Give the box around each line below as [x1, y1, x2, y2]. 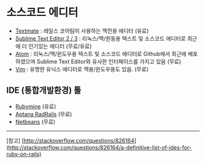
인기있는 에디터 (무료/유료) [28, 42, 92, 50]
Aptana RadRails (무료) [15, 110, 72, 117]
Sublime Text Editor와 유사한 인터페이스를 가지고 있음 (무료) [36, 58, 181, 65]
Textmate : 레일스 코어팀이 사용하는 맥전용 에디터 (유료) [15, 27, 149, 34]
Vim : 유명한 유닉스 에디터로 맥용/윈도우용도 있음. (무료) [15, 65, 149, 72]
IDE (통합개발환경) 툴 [6, 85, 82, 96]
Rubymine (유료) [15, 103, 56, 110]
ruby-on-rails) [6, 150, 42, 157]
